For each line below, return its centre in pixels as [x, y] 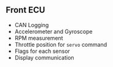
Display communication [44, 57]
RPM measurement [39, 38]
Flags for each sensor [42, 51]
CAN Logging [32, 25]
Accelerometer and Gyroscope [53, 31]
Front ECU [25, 10]
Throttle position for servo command [61, 44]
